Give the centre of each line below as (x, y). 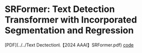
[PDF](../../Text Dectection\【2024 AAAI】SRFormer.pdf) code (69, 45)
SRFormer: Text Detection (60, 9)
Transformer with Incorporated (71, 20)
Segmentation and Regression (69, 30)
